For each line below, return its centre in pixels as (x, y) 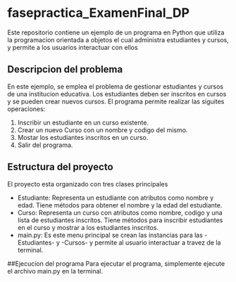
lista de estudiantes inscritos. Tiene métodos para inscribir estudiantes (120, 220)
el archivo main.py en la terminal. (55, 271)
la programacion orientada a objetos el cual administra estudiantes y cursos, (118, 39)
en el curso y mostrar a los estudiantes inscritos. (88, 227)
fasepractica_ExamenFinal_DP (99, 13)
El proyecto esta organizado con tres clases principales (88, 184)
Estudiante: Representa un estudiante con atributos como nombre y (116, 198)
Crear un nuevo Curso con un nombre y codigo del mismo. (103, 130)
